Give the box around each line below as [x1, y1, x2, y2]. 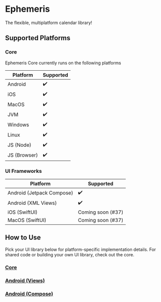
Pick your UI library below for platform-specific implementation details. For [5, 247, 156, 252]
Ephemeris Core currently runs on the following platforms [5, 60, 121, 66]
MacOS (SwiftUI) [7, 217, 47, 223]
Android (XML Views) [7, 200, 57, 207]
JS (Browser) [7, 152, 38, 159]
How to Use [5, 233, 41, 242]
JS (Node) [7, 141, 31, 148]
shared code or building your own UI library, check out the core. [5, 251, 134, 257]
